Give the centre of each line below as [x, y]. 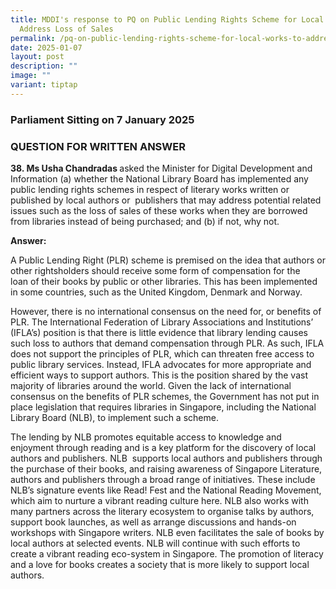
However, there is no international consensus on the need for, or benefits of [166, 311]
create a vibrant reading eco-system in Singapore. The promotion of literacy [167, 553]
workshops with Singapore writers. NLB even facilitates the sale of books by [167, 532]
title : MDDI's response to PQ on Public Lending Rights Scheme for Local [167, 19]
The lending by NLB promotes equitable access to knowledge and [146, 437]
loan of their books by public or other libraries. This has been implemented [164, 281]
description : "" [44, 66]
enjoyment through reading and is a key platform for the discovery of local [163, 447]
